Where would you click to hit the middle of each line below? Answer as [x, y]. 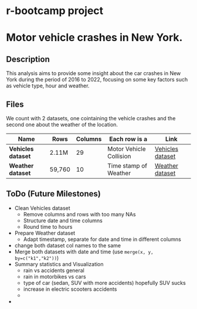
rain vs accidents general [54, 270]
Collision [119, 156]
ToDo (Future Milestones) [54, 194]
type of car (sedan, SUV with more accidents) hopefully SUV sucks [104, 283]
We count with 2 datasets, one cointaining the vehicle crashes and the [91, 118]
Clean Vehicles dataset [42, 208]
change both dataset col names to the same [68, 245]
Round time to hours [48, 226]
